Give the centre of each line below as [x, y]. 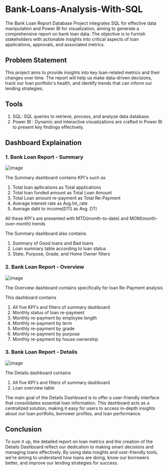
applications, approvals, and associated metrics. [55, 44]
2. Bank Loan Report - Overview [45, 267]
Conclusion [24, 430]
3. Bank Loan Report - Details [41, 352]
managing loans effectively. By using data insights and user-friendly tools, [82, 452]
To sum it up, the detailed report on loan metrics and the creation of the [79, 441]
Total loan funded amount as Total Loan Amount [62, 193]
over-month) [18, 224]
